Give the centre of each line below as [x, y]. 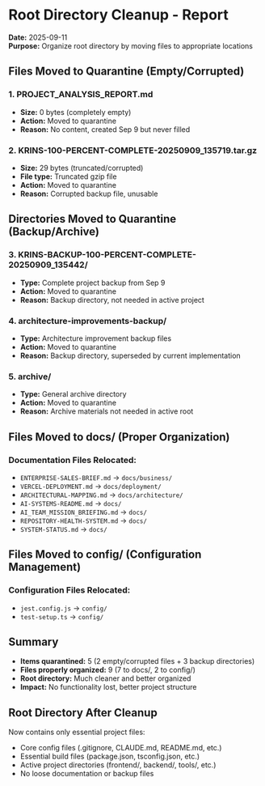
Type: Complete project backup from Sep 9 [93, 283]
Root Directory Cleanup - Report [118, 15]
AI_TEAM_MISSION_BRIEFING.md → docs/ [84, 512]
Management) [45, 567]
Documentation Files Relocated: [73, 460]
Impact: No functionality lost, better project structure [108, 687]
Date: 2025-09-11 [38, 37]
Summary [34, 642]
